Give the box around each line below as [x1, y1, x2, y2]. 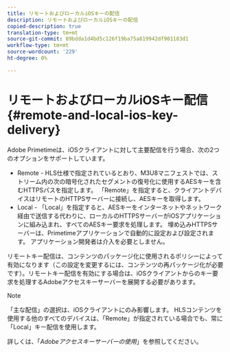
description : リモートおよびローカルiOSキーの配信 [7, 16, 139, 23]
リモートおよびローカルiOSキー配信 [7, 92, 208, 108]
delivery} [7, 121, 61, 137]
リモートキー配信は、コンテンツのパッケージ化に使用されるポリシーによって [7, 252, 223, 260]
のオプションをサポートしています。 [7, 154, 109, 162]
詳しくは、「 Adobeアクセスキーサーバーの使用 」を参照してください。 [7, 337, 203, 345]
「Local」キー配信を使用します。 [7, 322, 101, 331]
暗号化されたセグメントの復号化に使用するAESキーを [65, 177, 216, 185]
